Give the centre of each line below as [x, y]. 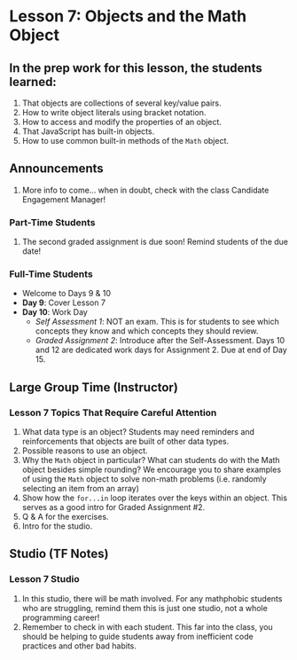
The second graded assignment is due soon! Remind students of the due [155, 242]
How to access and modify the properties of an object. [121, 122]
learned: [33, 82]
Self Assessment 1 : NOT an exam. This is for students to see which [157, 322]
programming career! [61, 617]
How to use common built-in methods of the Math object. [125, 141]
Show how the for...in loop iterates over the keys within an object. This [155, 498]
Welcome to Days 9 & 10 [66, 294]
